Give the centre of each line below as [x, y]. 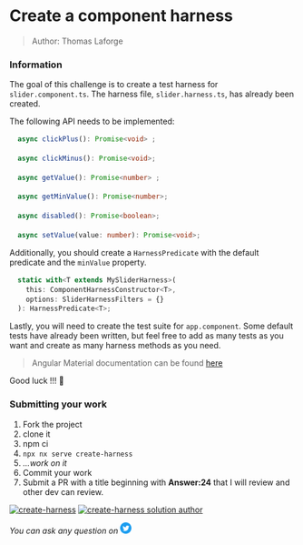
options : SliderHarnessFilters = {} [95, 299]
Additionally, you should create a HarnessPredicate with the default [134, 252]
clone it [36, 434]
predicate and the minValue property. [78, 262]
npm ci [35, 443]
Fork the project [53, 424]
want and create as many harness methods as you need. [115, 346]
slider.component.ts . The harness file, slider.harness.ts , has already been [152, 94]
